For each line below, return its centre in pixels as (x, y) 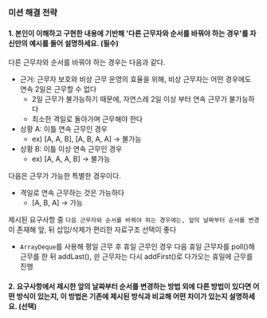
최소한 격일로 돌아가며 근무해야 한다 (87, 119)
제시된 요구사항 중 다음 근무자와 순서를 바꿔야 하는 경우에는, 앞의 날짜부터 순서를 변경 (134, 220)
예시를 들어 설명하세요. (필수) (74, 43)
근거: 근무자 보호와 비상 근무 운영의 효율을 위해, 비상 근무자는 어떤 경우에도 (135, 79)
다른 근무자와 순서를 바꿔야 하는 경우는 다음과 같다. (87, 62)
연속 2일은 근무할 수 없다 (58, 89)
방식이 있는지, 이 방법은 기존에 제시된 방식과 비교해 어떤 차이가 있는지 (122, 296)
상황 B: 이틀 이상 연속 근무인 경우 (71, 149)
